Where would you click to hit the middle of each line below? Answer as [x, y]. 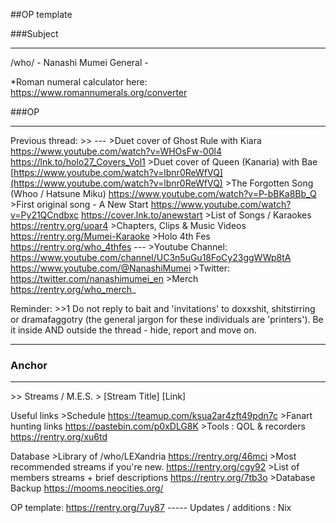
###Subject [34, 33]
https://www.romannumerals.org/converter [99, 92]
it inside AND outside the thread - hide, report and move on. [133, 330]
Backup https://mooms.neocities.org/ [87, 488]
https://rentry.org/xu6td [59, 437]
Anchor [29, 365]
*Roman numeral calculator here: [79, 82]
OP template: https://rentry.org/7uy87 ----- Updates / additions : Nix [151, 508]
